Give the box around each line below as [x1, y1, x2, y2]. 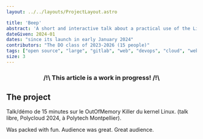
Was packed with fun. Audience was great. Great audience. [6, 126, 154, 134]
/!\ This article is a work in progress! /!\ [43, 73, 160, 82]
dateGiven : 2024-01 [6, 31, 56, 37]
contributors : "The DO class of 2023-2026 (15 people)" [6, 42, 150, 48]
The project [6, 92, 51, 103]
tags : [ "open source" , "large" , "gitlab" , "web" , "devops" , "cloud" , [6, 48, 185, 54]
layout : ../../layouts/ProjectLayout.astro [6, 8, 118, 15]
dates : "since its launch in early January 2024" [6, 37, 134, 43]
